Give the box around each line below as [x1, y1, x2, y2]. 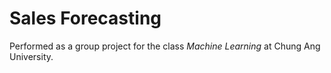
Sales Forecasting [9, 7, 162, 30]
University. [9, 50, 54, 62]
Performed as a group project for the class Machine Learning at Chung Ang [9, 40, 321, 52]
